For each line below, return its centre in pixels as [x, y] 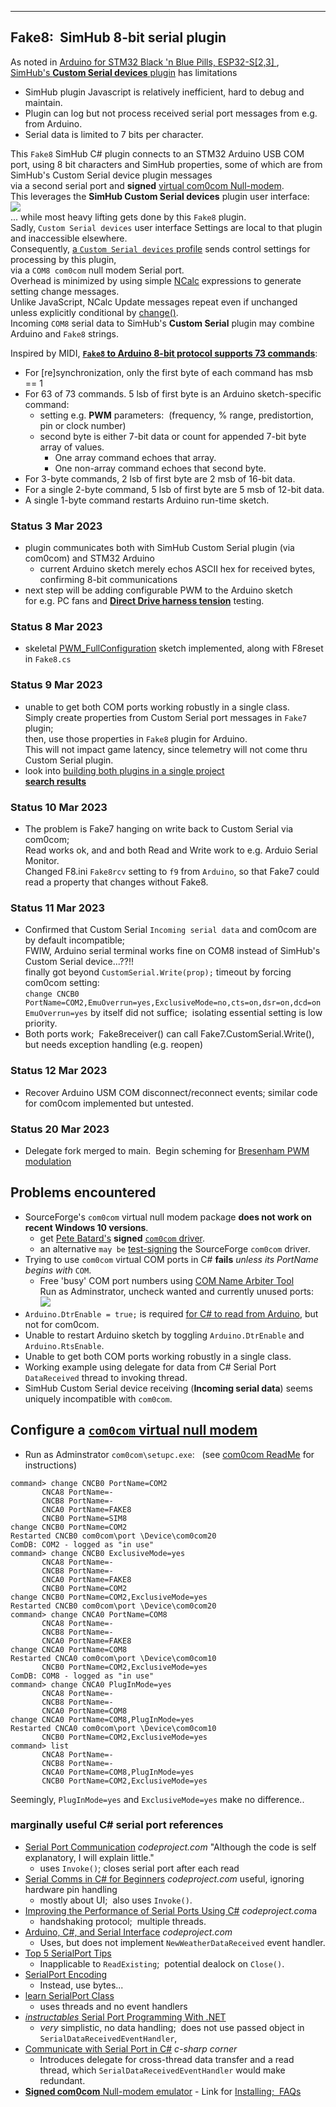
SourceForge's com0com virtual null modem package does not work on [168, 1217]
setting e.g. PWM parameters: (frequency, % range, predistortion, [176, 415]
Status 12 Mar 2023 [59, 1071]
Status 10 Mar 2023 [59, 807]
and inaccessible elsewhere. [69, 238]
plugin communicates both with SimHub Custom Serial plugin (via [159, 548]
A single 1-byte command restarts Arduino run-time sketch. [147, 500]
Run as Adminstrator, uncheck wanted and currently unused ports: [176, 1291]
